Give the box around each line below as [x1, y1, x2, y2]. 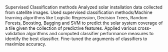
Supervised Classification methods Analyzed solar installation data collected [5, 4, 162, 10]
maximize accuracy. [5, 41, 46, 47]
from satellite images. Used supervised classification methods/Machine [5, 9, 152, 15]
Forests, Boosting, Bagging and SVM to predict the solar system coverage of [5, 20, 163, 26]
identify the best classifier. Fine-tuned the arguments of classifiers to [5, 36, 147, 42]
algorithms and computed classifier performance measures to [26, 31, 154, 36]
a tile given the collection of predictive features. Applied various [5, 25, 137, 31]
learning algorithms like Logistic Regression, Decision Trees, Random [5, 15, 147, 20]
